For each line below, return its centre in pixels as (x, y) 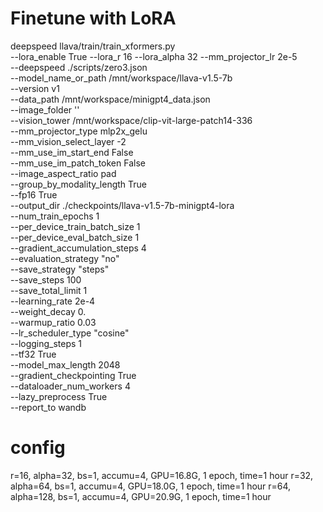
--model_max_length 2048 (65, 364)
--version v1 (35, 88)
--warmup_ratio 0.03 (53, 322)
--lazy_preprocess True (59, 396)
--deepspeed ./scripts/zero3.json (79, 67)
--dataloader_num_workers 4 (70, 386)
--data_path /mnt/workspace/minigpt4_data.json (110, 99)
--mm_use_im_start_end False (72, 152)
